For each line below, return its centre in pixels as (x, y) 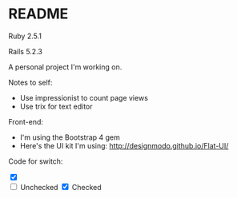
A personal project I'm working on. (65, 67)
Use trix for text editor (56, 106)
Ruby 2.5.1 (25, 36)
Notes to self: (30, 82)
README (38, 14)
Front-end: (26, 121)
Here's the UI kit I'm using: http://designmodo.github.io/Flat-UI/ (124, 145)
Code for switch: (36, 161)
